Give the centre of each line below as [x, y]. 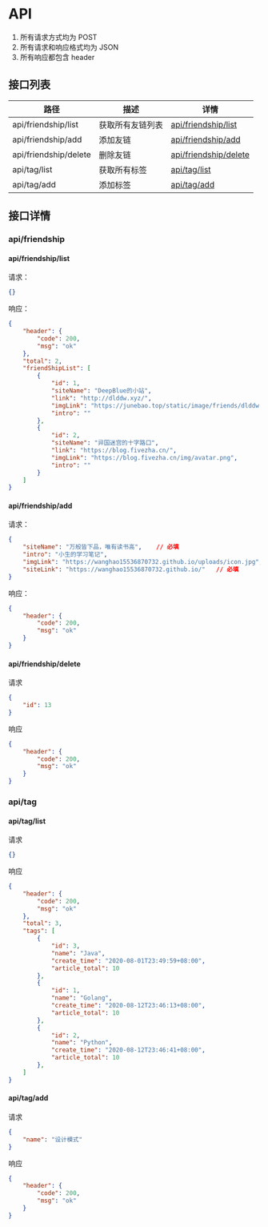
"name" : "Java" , [78, 953]
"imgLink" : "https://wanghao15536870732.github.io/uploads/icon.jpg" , [143, 562]
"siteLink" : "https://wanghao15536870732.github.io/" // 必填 [131, 569]
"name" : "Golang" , [82, 998]
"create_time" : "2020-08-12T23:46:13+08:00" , [128, 1006]
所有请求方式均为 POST [58, 37]
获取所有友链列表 [131, 125]
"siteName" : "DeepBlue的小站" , [101, 391]
